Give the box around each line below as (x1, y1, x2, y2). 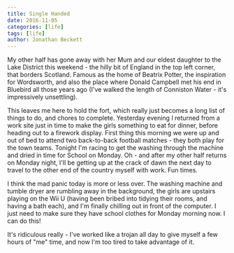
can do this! (7, 217, 41, 225)
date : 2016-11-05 (7, 17, 58, 24)
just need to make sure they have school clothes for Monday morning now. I (7, 210, 226, 218)
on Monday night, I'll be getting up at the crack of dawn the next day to (7, 158, 212, 167)
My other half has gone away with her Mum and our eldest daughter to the (7, 55, 221, 64)
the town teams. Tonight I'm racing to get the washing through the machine (7, 144, 224, 152)
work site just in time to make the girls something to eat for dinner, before (7, 121, 219, 130)
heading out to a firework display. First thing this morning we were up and (7, 129, 219, 137)
